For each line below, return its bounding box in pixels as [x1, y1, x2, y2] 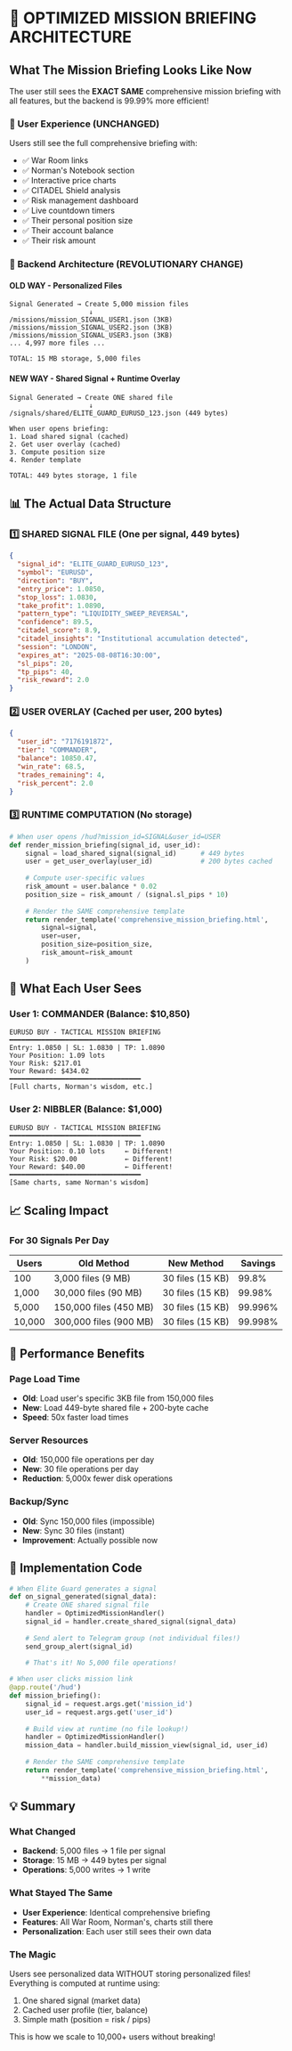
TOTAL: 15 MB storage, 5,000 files [9, 354, 142, 363]
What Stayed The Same [9, 1887, 113, 1900]
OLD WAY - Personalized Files [9, 280, 123, 290]
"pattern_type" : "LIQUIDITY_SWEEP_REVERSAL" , [17, 609, 190, 618]
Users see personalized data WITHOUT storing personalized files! [9, 1968, 251, 1979]
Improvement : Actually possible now [21, 1534, 158, 1545]
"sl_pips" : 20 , [17, 659, 74, 668]
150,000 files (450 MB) [53, 1301, 154, 1314]
